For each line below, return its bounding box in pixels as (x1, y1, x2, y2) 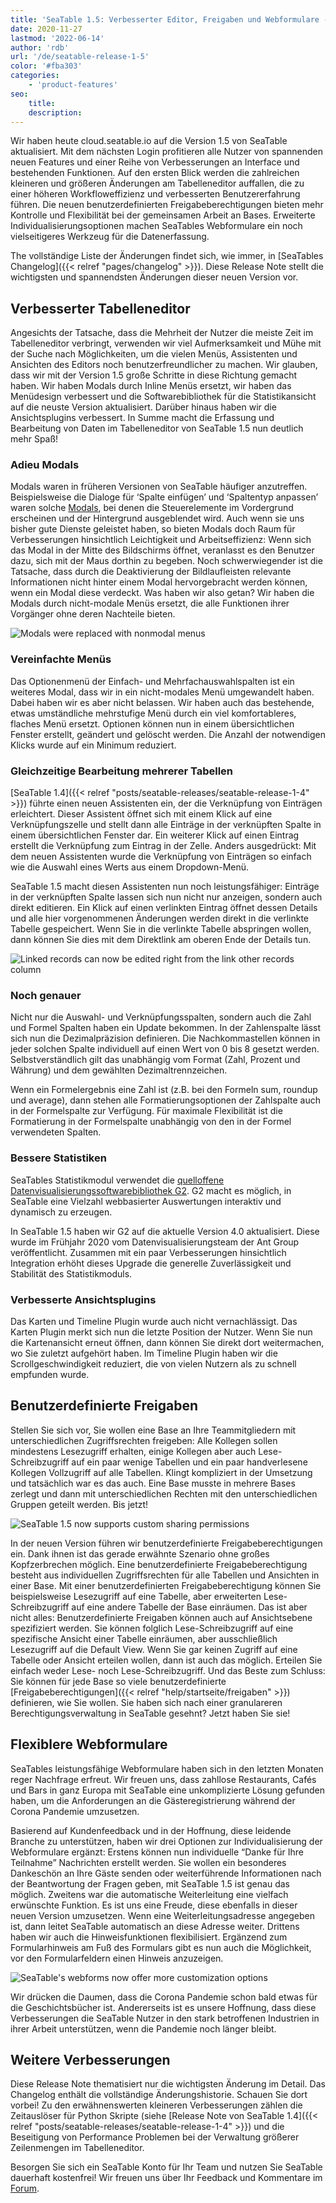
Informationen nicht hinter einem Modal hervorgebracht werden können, (10, 576, 308, 588)
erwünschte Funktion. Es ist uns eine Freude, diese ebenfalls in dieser (10, 1899, 298, 1911)
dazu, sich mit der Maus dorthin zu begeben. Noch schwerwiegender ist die (10, 555, 323, 567)
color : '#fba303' (10, 61, 83, 71)
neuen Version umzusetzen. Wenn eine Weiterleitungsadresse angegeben (10, 1909, 316, 1921)
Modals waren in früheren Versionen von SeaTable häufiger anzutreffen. (10, 481, 308, 493)
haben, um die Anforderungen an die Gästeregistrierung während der (10, 1794, 296, 1806)
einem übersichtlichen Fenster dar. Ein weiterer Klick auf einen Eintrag (10, 829, 300, 841)
